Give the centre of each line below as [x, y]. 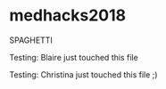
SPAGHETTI [31, 40]
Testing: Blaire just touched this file [74, 57]
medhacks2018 [68, 16]
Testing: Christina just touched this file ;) [83, 74]
